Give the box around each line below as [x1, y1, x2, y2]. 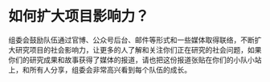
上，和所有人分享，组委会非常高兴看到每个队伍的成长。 [8, 64, 191, 74]
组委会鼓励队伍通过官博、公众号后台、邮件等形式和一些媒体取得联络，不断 [8, 35, 255, 45]
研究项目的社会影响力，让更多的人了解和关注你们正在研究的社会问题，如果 [14, 45, 262, 54]
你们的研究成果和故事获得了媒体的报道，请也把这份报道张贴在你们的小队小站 [8, 55, 262, 64]
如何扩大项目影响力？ [8, 7, 150, 25]
